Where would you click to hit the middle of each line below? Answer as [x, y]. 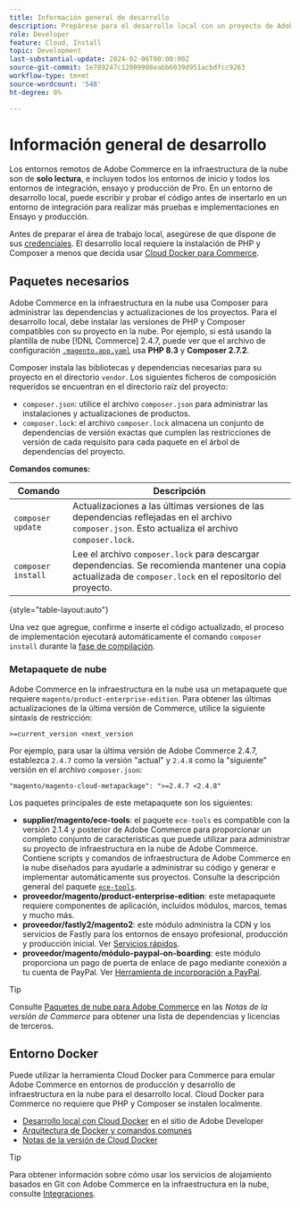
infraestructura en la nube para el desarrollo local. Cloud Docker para [137, 1094]
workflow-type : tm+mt [50, 76]
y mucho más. [48, 915]
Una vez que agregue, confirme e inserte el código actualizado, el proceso [146, 627]
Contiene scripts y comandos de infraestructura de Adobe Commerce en [156, 858]
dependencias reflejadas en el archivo [152, 517]
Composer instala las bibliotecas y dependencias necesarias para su [135, 368]
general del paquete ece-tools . [79, 886]
